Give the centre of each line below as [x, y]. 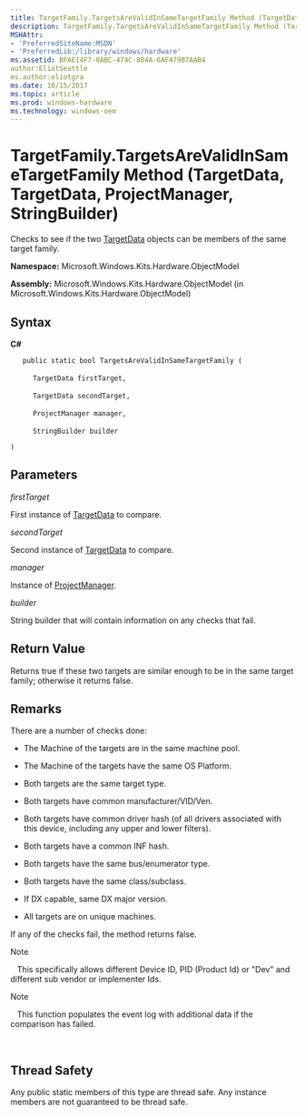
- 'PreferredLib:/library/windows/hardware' [96, 52]
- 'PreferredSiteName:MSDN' [64, 43]
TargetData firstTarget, [79, 378]
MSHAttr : [27, 35]
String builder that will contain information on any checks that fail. [133, 620]
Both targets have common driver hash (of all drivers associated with [153, 819]
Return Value [48, 649]
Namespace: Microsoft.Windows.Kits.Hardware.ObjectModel [125, 266]
